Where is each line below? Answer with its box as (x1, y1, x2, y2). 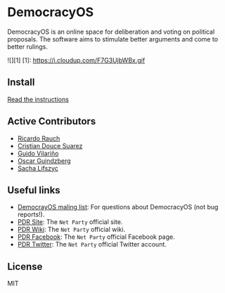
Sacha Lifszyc (17, 164, 58, 172)
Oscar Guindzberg (17, 156, 72, 165)
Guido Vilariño (17, 149, 59, 157)
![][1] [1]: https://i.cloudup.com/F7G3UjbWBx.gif (7, 56, 146, 64)
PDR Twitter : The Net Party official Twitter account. (17, 240, 167, 249)
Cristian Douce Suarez (17, 141, 83, 150)
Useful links (7, 184, 61, 196)
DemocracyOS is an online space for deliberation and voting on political (7, 27, 215, 36)
